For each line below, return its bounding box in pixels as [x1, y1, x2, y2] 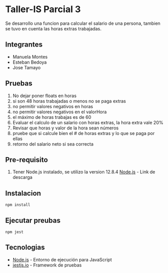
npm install [5, 202, 30, 208]
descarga [12, 174, 33, 180]
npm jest [5, 230, 24, 235]
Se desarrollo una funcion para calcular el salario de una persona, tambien [5, 20, 161, 26]
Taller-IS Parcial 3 [5, 4, 81, 15]
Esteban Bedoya [12, 59, 47, 65]
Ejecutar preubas [5, 216, 61, 224]
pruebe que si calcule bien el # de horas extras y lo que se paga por [12, 130, 155, 136]
